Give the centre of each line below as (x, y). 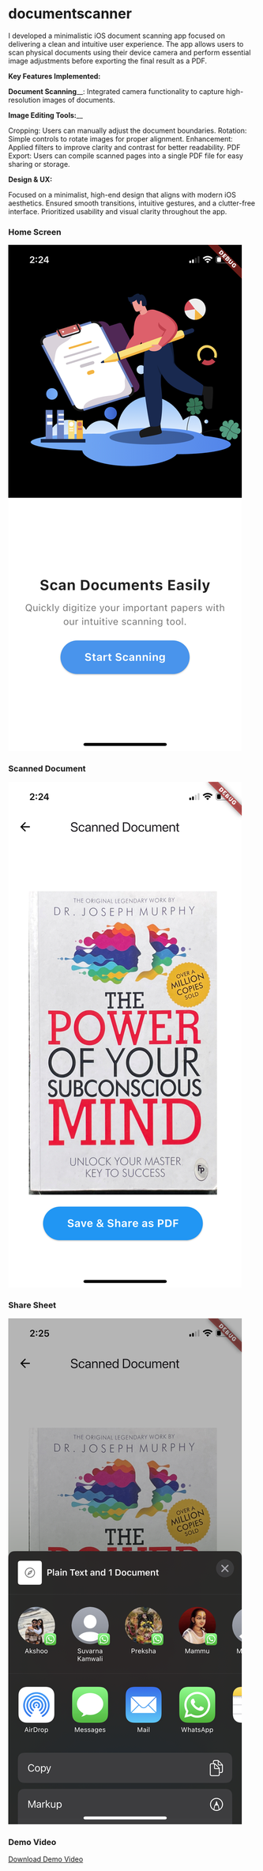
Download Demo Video (46, 1859)
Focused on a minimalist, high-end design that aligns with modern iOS (122, 194)
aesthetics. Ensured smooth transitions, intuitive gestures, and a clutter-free (131, 203)
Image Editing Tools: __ (45, 115)
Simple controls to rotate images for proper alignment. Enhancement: (120, 138)
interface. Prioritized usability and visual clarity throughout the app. (118, 211)
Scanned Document (47, 769)
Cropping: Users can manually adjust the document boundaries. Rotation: (128, 130)
